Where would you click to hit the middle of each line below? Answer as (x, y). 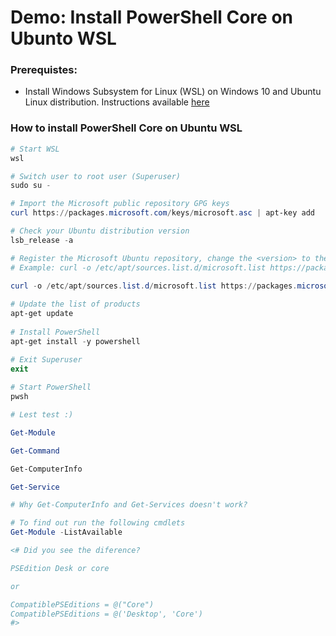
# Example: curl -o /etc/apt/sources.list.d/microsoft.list (138, 267)
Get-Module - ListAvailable (66, 532)
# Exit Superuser (46, 359)
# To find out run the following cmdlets (98, 523)
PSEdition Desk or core (60, 568)
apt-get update (42, 314)
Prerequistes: (44, 70)
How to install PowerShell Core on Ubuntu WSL (126, 128)
